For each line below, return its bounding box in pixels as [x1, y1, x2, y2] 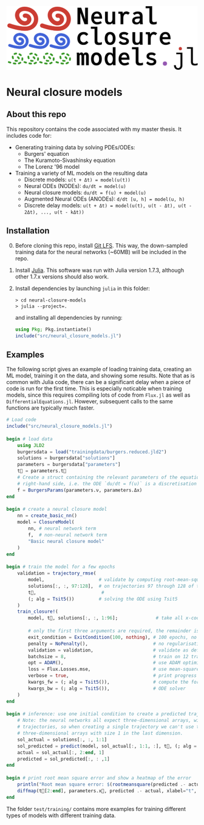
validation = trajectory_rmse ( [17, 570, 97, 576]
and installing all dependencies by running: [15, 314, 123, 321]
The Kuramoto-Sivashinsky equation [24, 157, 116, 164]
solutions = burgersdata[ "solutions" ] [17, 455, 115, 461]
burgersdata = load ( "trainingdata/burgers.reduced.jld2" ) [17, 449, 167, 455]
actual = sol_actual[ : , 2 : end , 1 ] [17, 749, 104, 755]
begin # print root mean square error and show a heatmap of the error [6, 775, 191, 781]
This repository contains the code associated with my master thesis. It [6, 125, 182, 133]
